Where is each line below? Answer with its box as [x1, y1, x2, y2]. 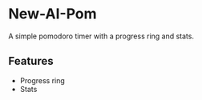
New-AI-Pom [8, 5, 98, 23]
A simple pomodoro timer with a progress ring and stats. [8, 31, 195, 41]
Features [8, 54, 54, 68]
